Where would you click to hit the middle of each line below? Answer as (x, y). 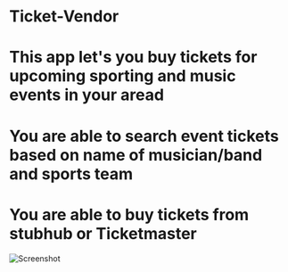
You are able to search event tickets (144, 136)
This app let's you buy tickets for (133, 58)
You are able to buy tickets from (129, 214)
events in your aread (87, 95)
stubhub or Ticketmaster (103, 233)
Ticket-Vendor (64, 16)
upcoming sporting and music (123, 76)
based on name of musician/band (136, 155)
